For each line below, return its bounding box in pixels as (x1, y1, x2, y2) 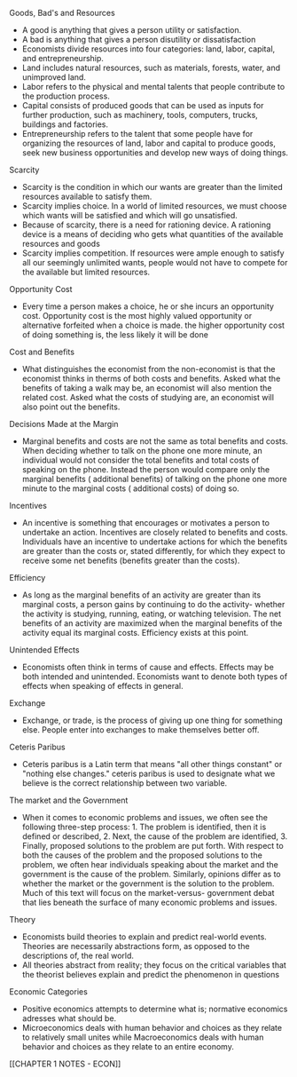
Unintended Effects (9, 645, 80, 655)
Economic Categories (9, 986, 89, 997)
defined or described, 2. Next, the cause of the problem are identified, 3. (21, 831, 288, 842)
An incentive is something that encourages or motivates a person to (21, 518, 270, 527)
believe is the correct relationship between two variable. (21, 778, 228, 788)
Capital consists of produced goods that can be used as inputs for (21, 100, 264, 110)
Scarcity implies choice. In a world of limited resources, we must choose (21, 201, 287, 211)
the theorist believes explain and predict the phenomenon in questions (21, 970, 280, 979)
